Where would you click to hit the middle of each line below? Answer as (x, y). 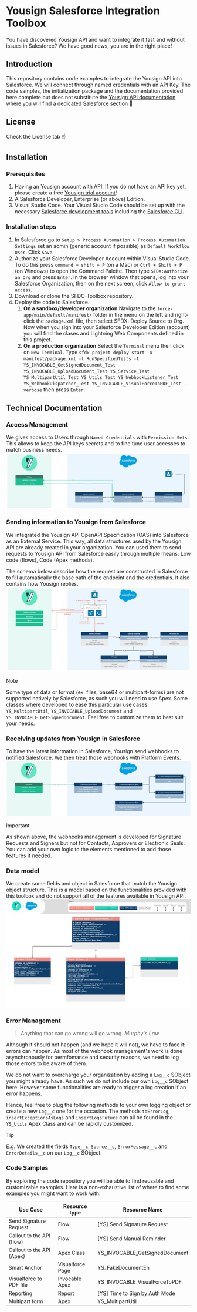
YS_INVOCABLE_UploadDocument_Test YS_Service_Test (86, 371)
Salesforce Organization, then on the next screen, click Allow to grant (100, 283)
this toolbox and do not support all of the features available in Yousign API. (96, 896)
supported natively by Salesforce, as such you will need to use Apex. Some (97, 698)
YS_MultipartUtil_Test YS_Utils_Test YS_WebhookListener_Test (101, 377)
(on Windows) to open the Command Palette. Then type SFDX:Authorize (101, 271)
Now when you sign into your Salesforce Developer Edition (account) (107, 327)
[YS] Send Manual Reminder (132, 1239)
